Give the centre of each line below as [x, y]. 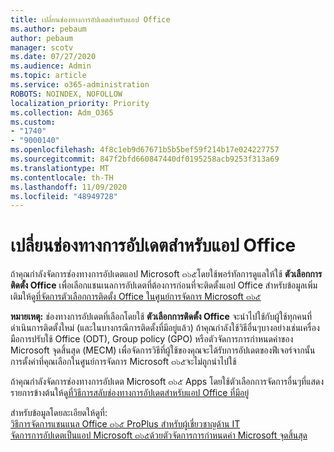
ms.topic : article [48, 76]
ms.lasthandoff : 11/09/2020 [69, 187]
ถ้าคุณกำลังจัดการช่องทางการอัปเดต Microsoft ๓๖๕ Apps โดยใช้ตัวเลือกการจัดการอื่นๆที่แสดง [167, 382]
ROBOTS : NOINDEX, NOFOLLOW [66, 94]
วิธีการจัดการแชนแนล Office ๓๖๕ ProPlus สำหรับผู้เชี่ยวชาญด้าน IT [125, 424]
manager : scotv [42, 47]
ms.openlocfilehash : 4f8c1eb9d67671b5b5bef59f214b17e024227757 [145, 150]
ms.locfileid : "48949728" [64, 196]
